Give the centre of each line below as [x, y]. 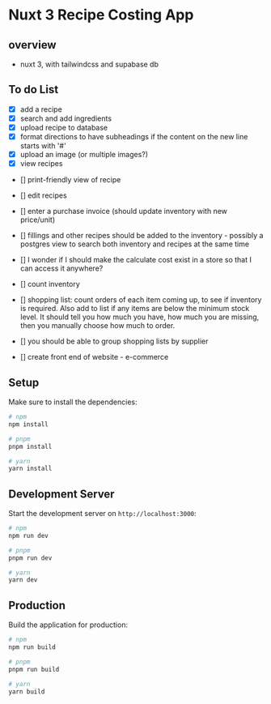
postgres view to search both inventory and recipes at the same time [134, 244]
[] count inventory [50, 284]
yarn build [27, 691]
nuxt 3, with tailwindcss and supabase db [89, 64]
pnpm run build [34, 669]
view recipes [41, 164]
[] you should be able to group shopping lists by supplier [114, 341]
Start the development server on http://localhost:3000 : [102, 514]
